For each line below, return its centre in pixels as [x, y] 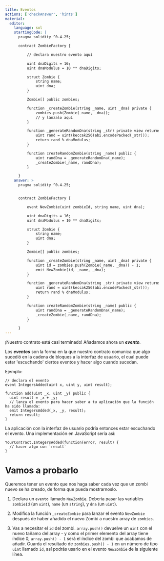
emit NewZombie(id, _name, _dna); [71, 270]
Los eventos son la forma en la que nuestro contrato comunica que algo [78, 352]
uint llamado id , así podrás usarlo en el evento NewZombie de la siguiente [85, 549]
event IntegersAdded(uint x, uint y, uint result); [59, 385]
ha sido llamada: [23, 407]
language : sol [28, 28]
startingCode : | [31, 32]
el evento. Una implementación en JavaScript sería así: [60, 433]
